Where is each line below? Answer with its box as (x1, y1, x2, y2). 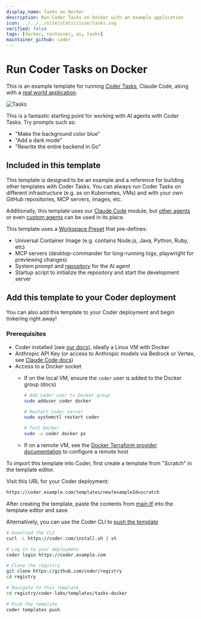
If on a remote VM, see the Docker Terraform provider (23, 442, 157, 449)
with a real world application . (6, 88, 78, 96)
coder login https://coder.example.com (6, 552, 106, 558)
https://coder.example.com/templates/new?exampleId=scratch (6, 489, 160, 496)
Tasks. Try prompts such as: (6, 118, 76, 126)
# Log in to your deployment (6, 546, 79, 552)
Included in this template (6, 160, 101, 171)
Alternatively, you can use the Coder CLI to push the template (6, 518, 158, 525)
